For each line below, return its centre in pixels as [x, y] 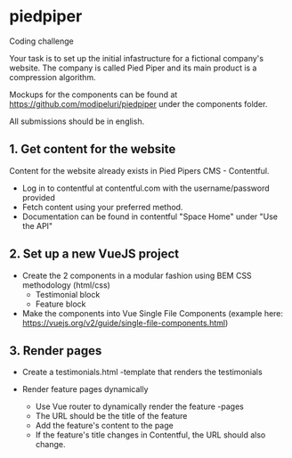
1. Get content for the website [93, 149]
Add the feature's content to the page [104, 426]
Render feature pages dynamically [85, 389]
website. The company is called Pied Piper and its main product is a [133, 68]
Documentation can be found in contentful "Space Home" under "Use [150, 217]
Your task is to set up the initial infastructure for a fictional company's [137, 58]
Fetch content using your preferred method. [102, 207]
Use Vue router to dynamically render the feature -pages [140, 406]
